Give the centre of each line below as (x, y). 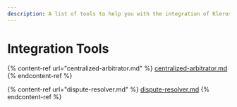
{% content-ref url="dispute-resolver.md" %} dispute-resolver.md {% (109, 89)
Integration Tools (58, 48)
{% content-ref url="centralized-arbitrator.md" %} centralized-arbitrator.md (117, 68)
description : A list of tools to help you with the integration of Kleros (120, 14)
